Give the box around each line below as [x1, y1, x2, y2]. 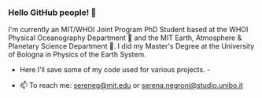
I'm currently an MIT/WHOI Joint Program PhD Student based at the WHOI [8, 25, 249, 34]
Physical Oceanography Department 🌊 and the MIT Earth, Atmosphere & [8, 33, 242, 42]
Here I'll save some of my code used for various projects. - [19, 65, 211, 74]
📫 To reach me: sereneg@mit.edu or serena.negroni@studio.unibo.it [19, 81, 244, 90]
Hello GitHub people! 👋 [8, 7, 97, 18]
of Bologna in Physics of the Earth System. [8, 50, 147, 60]
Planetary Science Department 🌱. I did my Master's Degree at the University [8, 42, 255, 51]
